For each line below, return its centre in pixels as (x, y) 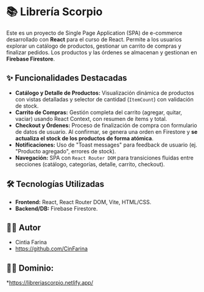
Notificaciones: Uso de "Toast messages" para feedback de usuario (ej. (106, 145)
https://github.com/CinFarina (51, 249)
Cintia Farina (31, 243)
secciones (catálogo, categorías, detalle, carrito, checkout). (90, 164)
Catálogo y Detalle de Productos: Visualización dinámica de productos (105, 93)
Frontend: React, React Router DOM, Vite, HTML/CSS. (83, 202)
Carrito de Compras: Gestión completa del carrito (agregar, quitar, (99, 112)
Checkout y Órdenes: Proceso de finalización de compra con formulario (106, 125)
